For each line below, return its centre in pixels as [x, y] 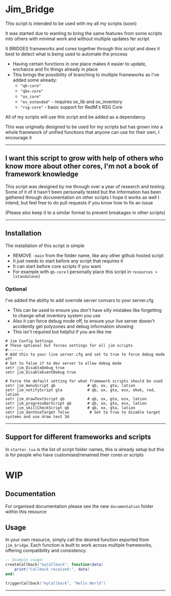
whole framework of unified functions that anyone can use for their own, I [82, 132]
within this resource [26, 512]
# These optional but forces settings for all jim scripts [69, 345]
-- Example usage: [25, 560]
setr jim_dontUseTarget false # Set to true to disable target [83, 412]
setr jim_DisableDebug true [35, 368]
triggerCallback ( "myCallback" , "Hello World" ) [55, 583]
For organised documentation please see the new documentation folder [79, 506]
